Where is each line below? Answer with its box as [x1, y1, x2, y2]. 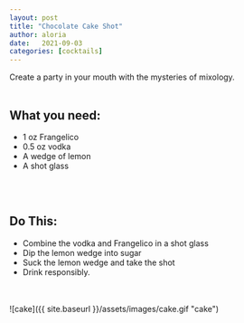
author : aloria [9, 30, 67, 39]
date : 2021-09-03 [9, 38, 83, 48]
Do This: [9, 214, 58, 229]
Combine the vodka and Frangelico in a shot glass [22, 237, 210, 249]
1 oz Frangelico [22, 131, 80, 142]
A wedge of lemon [22, 150, 92, 161]
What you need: [9, 108, 101, 123]
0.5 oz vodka [22, 141, 71, 152]
